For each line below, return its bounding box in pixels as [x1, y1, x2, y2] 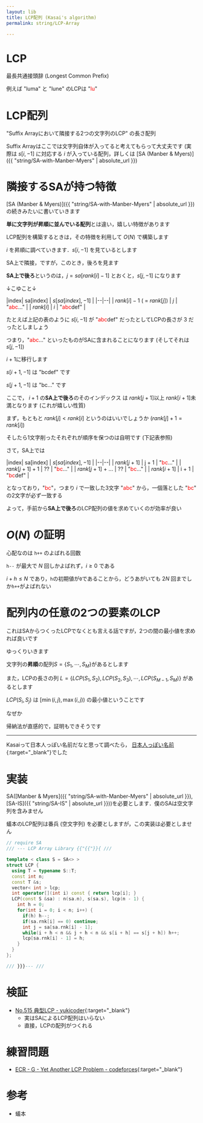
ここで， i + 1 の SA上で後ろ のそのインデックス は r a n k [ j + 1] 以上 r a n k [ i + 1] [6, 394, 191, 401]
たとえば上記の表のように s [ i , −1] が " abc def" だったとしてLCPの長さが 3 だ [6, 316, 195, 323]
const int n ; [11, 873, 45, 880]
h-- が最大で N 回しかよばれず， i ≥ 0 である [6, 562, 115, 570]
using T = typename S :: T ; [11, 868, 77, 874]
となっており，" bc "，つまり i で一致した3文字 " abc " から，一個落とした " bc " [6, 484, 196, 492]
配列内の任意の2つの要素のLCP [6, 606, 161, 620]
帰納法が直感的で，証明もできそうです [6, 723, 101, 730]
